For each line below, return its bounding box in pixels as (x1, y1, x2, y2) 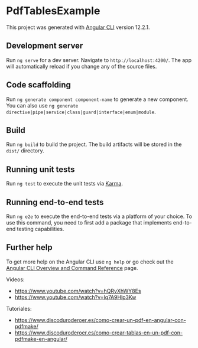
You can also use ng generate (6, 102, 79, 109)
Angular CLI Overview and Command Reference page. (6, 264, 138, 271)
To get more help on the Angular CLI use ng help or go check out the (6, 258, 174, 265)
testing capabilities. (17, 226, 64, 232)
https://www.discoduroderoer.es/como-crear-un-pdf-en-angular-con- (14, 316, 186, 323)
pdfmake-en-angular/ (14, 335, 68, 342)
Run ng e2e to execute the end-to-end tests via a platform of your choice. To (6, 213, 193, 220)
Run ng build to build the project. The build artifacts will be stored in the (6, 141, 182, 148)
